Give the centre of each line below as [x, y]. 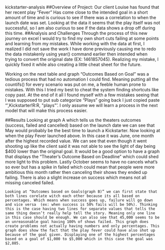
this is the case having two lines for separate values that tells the [80, 209]
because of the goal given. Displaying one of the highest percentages [80, 235]
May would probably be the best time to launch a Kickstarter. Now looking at [83, 130]
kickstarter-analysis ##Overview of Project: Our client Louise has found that [82, 7]
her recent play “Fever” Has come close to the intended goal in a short [77, 12]
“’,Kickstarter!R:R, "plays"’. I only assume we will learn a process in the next [82, 105]
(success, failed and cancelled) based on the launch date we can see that [80, 125]
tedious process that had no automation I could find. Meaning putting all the [82, 79]
